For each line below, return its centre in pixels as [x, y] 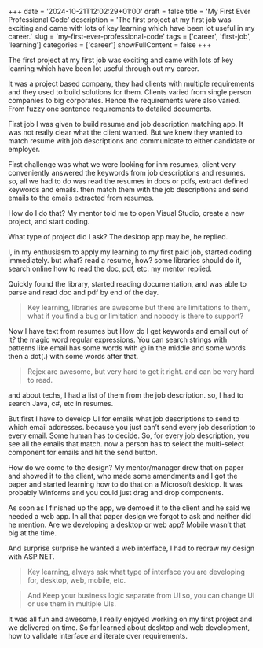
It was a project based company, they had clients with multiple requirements [131, 83]
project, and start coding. [49, 221]
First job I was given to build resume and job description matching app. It [126, 124]
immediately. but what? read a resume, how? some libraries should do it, [125, 260]
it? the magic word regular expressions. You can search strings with [118, 339]
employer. [24, 149]
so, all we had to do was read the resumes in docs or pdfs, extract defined [128, 181]
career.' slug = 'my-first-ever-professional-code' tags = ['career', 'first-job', [130, 36]
